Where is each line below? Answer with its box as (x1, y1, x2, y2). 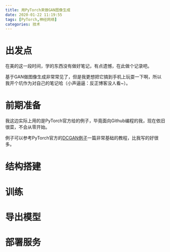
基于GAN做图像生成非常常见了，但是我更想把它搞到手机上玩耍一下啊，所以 (5, 74, 162, 80)
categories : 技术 (5, 21, 41, 27)
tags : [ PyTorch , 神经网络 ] (5, 17, 57, 22)
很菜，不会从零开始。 (5, 124, 50, 130)
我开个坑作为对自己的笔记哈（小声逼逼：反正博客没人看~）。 (5, 80, 131, 87)
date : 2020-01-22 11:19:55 (5, 12, 62, 17)
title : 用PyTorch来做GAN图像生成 (5, 7, 71, 13)
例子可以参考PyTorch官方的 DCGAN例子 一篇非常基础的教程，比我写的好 (5, 135, 154, 141)
